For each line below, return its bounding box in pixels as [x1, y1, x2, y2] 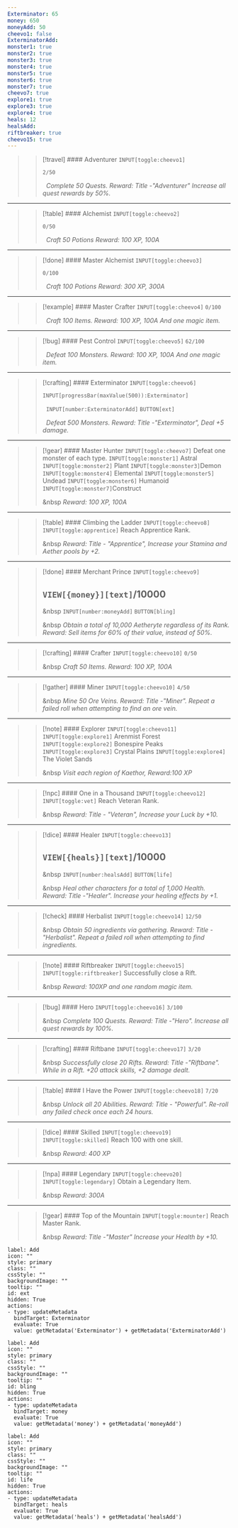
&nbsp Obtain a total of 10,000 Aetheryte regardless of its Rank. [42, 621, 230, 629]
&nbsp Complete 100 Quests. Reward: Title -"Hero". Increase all [42, 1016, 229, 1025]
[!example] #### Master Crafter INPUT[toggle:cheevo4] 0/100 [42, 302, 222, 311]
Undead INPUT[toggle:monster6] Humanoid [42, 476, 169, 485]
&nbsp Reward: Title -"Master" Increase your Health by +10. [42, 1233, 218, 1241]
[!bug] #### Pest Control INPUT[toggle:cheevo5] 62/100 [42, 337, 205, 345]
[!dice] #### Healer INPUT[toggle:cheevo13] [42, 831, 172, 839]
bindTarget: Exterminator [13, 1314, 91, 1321]
